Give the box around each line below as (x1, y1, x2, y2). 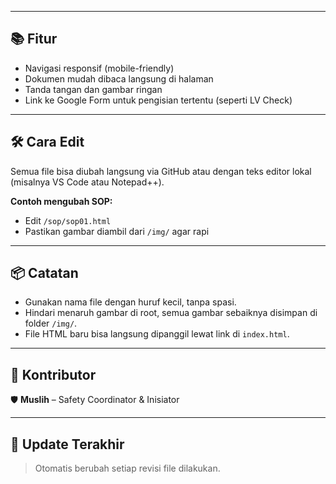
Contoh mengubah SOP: (10, 195, 113, 207)
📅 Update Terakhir (10, 436, 125, 453)
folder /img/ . (24, 317, 78, 330)
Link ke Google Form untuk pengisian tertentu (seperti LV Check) (24, 94, 293, 106)
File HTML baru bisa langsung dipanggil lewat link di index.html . (24, 328, 290, 340)
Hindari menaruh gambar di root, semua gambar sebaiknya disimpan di (24, 307, 318, 319)
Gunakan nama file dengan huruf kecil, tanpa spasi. (24, 296, 237, 308)
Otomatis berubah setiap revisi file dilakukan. (34, 462, 221, 475)
